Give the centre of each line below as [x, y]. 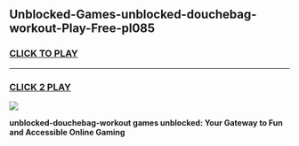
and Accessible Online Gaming [67, 132]
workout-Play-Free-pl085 [82, 29]
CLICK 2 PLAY [40, 87]
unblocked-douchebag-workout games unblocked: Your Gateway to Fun [146, 122]
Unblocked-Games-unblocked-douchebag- [133, 15]
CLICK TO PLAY [44, 54]
